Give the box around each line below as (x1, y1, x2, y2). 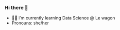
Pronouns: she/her (11, 20, 49, 26)
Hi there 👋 (4, 4, 29, 11)
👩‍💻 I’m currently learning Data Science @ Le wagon (11, 15, 115, 21)
